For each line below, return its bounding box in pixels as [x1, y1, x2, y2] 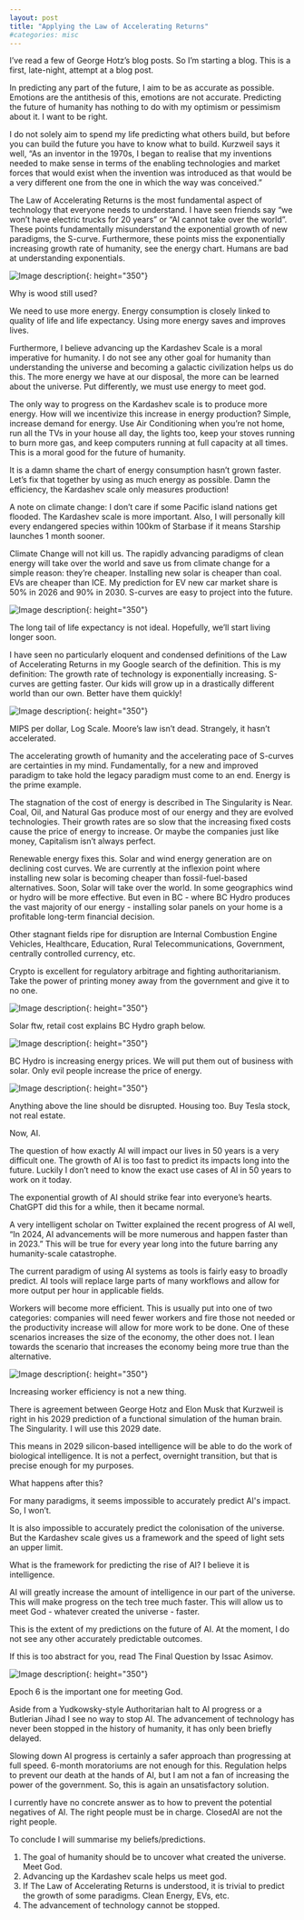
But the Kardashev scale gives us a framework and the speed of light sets [9, 1533, 286, 1544]
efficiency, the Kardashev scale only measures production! [9, 484, 230, 495]
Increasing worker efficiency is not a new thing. [9, 1386, 187, 1397]
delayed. [9, 1733, 43, 1744]
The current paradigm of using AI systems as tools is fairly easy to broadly [9, 1265, 289, 1277]
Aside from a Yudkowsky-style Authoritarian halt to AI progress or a [9, 1704, 262, 1715]
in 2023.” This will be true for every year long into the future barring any [9, 1238, 279, 1250]
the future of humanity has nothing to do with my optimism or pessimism [9, 102, 281, 113]
